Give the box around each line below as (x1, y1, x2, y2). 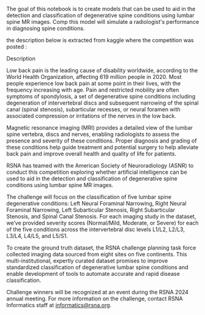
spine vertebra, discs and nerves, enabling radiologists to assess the (6, 131, 179, 138)
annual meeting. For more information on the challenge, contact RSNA (6, 295, 183, 302)
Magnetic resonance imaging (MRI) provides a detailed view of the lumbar (6, 124, 193, 131)
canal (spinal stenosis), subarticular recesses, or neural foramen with (6, 106, 181, 113)
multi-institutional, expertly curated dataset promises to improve (6, 257, 168, 264)
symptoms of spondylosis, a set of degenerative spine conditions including (6, 93, 196, 100)
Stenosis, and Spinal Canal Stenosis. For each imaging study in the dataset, (6, 213, 196, 220)
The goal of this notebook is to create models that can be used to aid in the (6, 6, 196, 12)
